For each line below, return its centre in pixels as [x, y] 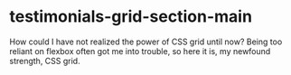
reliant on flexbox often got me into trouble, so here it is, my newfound [140, 51]
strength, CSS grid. [45, 61]
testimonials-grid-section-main [131, 17]
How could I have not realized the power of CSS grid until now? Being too [146, 42]
